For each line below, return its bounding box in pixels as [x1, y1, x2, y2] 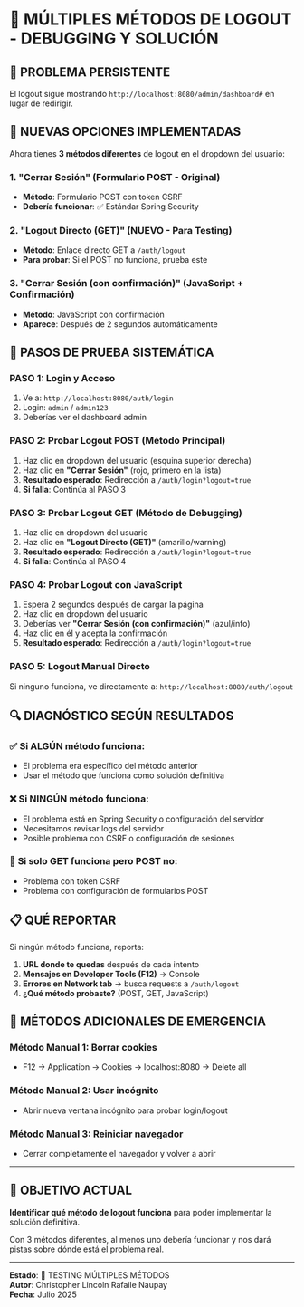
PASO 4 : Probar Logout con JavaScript [9, 578, 183, 591]
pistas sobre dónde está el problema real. [9, 1244, 165, 1254]
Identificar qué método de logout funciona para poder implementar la [9, 1206, 273, 1217]
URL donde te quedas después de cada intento [22, 958, 200, 969]
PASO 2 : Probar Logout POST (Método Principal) [9, 435, 226, 447]
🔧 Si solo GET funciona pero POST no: [9, 855, 178, 868]
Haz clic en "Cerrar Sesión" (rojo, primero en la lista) [22, 465, 222, 476]
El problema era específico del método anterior [22, 761, 198, 772]
